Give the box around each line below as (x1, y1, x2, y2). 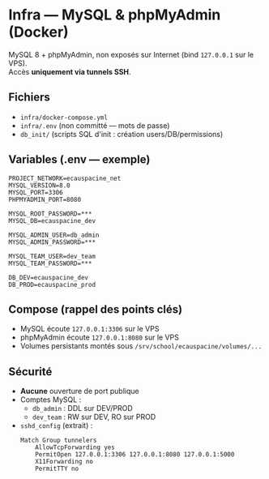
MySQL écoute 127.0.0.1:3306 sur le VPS (19, 324, 160, 334)
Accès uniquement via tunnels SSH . (8, 66, 131, 76)
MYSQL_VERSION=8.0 (8, 181, 70, 190)
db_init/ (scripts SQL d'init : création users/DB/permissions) (19, 129, 224, 139)
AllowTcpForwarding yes (35, 443, 115, 451)
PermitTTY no (35, 464, 79, 473)
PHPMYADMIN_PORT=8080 (8, 195, 82, 203)
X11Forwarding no (35, 458, 93, 466)
